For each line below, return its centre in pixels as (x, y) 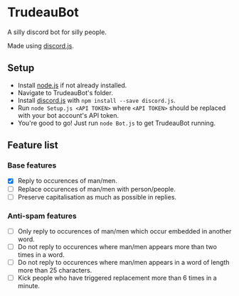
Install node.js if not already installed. (72, 85)
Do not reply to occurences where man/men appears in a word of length (123, 263)
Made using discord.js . (41, 45)
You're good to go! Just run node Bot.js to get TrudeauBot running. (116, 123)
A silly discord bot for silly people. (57, 32)
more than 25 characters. (55, 270)
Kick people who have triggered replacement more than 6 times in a (117, 278)
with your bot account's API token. (68, 115)
